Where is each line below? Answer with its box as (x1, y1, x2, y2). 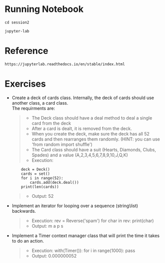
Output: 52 (31, 193, 54, 199)
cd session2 (4, 20, 29, 25)
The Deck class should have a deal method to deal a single (31, 115, 153, 121)
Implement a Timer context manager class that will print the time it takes (11, 233, 160, 239)
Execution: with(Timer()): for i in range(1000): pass (31, 248, 135, 254)
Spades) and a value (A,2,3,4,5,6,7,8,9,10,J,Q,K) (31, 152, 128, 158)
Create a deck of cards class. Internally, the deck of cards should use (11, 95, 155, 101)
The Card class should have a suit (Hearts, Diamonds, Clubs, (31, 146, 156, 152)
